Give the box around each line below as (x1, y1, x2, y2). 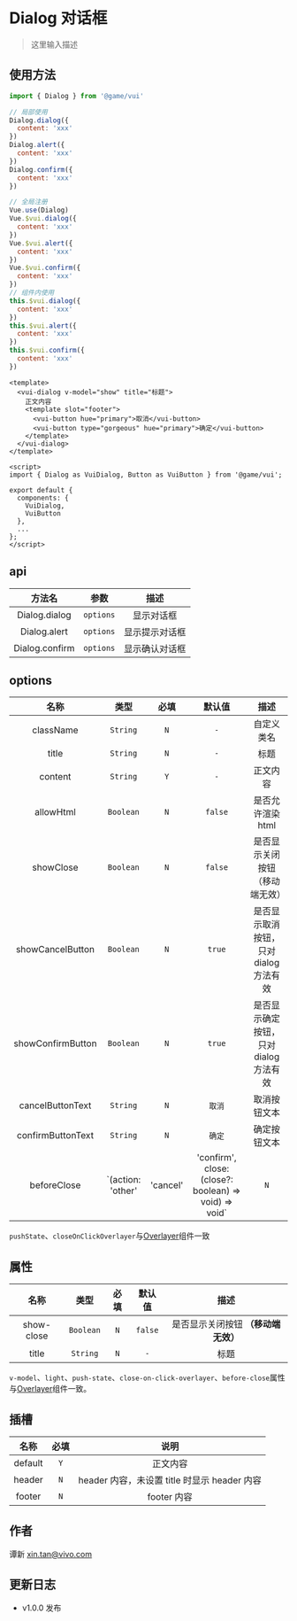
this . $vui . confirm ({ (9, 346, 86, 355)
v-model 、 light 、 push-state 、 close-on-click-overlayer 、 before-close (9, 1372, 270, 1383)
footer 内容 (147, 1491, 193, 1502)
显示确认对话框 (123, 642, 187, 655)
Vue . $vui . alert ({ (9, 238, 73, 248)
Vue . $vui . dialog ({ (9, 214, 77, 223)
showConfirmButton (13, 1037, 97, 1050)
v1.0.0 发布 (21, 1602, 62, 1613)
